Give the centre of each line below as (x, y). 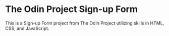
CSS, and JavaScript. (27, 28)
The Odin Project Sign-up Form (71, 9)
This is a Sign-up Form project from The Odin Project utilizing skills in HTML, (85, 23)
